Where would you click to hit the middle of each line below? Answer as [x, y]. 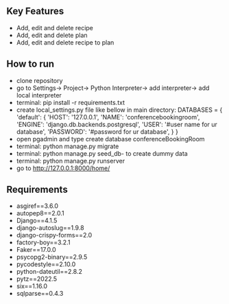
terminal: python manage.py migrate [68, 146]
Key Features [35, 11]
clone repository [39, 80]
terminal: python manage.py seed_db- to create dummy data [102, 153]
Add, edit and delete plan [52, 35]
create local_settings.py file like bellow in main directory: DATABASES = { [119, 110]
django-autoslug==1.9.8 [50, 228]
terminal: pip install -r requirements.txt [70, 102]
